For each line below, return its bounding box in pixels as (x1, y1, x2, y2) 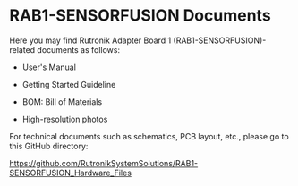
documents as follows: (37, 44, 121, 55)
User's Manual (21, 62, 76, 72)
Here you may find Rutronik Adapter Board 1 (9, 35, 172, 46)
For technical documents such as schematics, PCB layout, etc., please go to (9, 131, 289, 141)
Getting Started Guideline (21, 79, 116, 89)
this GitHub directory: (9, 140, 89, 151)
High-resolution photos (21, 114, 108, 124)
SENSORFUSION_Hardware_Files (9, 167, 132, 178)
